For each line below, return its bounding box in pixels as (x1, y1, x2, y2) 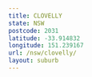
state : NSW (8, 19, 45, 27)
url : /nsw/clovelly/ (8, 49, 78, 57)
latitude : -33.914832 (8, 34, 81, 43)
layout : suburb (8, 57, 59, 65)
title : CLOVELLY (8, 11, 62, 20)
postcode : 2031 (8, 26, 59, 34)
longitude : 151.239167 (8, 42, 84, 50)
